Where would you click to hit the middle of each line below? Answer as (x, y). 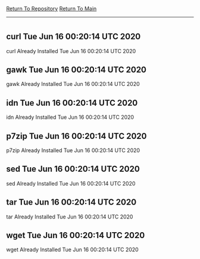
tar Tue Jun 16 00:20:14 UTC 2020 (71, 202)
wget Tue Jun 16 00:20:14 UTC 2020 (76, 235)
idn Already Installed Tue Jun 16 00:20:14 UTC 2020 (70, 117)
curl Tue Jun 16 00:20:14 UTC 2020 (74, 37)
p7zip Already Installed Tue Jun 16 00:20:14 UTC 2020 (73, 150)
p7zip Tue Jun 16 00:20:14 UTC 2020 (76, 136)
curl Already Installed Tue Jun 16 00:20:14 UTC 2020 (71, 51)
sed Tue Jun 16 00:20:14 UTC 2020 (73, 169)
